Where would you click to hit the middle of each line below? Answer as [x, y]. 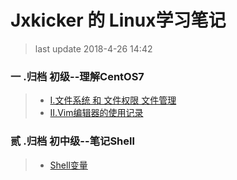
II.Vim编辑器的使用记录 [96, 113]
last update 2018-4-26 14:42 [93, 48]
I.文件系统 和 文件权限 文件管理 [113, 100]
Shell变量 [68, 165]
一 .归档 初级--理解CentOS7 [77, 76]
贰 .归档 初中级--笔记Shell [72, 141]
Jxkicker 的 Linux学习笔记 [118, 20]
